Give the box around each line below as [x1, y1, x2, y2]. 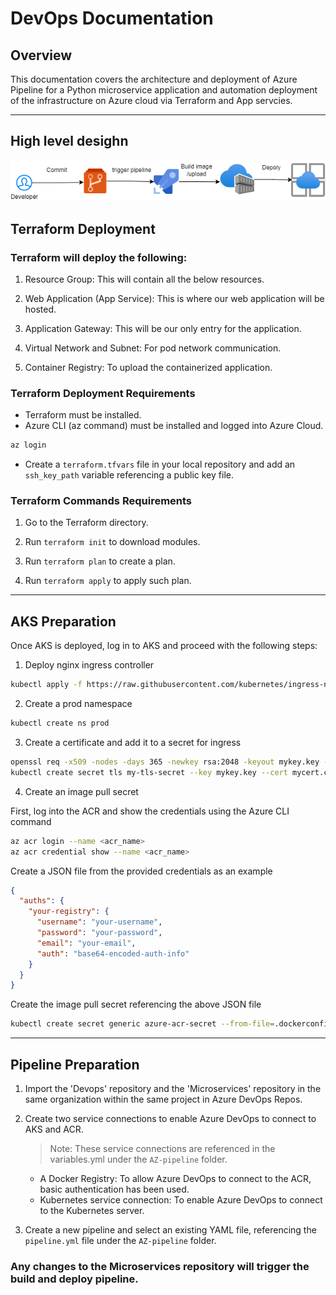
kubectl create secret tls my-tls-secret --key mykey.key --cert [10, 767, 288, 777]
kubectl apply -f [10, 680, 83, 690]
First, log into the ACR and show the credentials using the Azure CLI [10, 805, 290, 817]
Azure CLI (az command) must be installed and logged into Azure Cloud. [24, 420, 324, 432]
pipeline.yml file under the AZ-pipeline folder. [24, 1234, 217, 1246]
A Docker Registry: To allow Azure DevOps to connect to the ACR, [39, 1172, 312, 1184]
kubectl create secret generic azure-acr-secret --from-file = [10, 1019, 275, 1029]
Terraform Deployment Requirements [10, 386, 196, 400]
